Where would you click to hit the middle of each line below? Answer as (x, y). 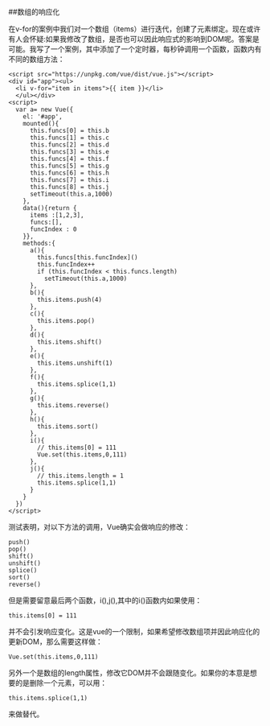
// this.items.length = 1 (81, 476)
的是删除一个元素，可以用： (61, 683)
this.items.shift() (70, 342)
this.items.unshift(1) (75, 363)
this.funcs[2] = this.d (70, 145)
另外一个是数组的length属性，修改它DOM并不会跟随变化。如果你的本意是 (129, 673)
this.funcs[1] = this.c (70, 138)
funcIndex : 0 (53, 229)
